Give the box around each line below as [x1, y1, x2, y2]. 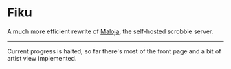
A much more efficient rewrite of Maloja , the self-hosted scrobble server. [7, 27, 214, 36]
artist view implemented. [7, 54, 77, 62]
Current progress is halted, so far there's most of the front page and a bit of [7, 46, 221, 55]
